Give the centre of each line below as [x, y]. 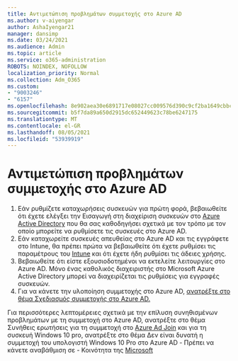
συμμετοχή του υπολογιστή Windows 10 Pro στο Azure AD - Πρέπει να [111, 343]
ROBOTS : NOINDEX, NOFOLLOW [47, 67]
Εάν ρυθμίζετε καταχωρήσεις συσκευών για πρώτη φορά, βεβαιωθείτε [123, 209]
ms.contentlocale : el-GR [44, 126]
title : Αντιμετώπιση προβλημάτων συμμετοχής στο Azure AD [95, 14]
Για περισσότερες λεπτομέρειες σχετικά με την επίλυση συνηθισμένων [113, 313]
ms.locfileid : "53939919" [45, 139]
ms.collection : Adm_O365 [44, 80]
